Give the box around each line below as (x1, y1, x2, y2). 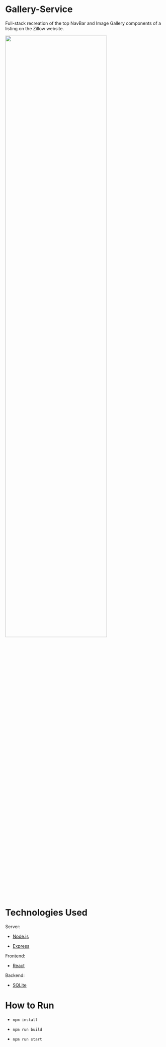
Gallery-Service (5, 4, 73, 15)
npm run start (12, 1036, 42, 1042)
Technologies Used (5, 907, 88, 919)
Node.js (12, 933, 29, 939)
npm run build (12, 1027, 42, 1032)
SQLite (12, 982, 27, 988)
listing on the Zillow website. (5, 25, 64, 31)
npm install (12, 1017, 38, 1022)
